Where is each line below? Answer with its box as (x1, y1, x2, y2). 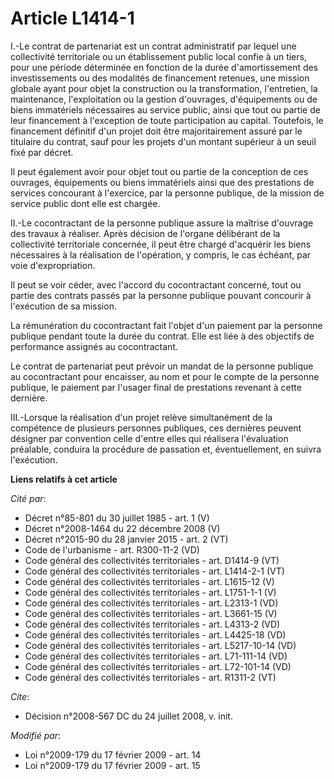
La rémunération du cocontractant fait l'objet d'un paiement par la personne (10, 319, 323, 331)
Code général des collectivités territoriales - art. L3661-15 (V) (24, 607, 278, 619)
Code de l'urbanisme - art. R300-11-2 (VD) (24, 543, 200, 556)
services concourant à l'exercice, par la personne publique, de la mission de (10, 187, 325, 199)
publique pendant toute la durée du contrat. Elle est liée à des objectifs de (10, 330, 315, 342)
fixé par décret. (10, 146, 74, 158)
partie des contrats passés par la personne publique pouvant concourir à (10, 289, 312, 301)
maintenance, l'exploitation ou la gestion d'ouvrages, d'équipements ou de (10, 93, 318, 105)
